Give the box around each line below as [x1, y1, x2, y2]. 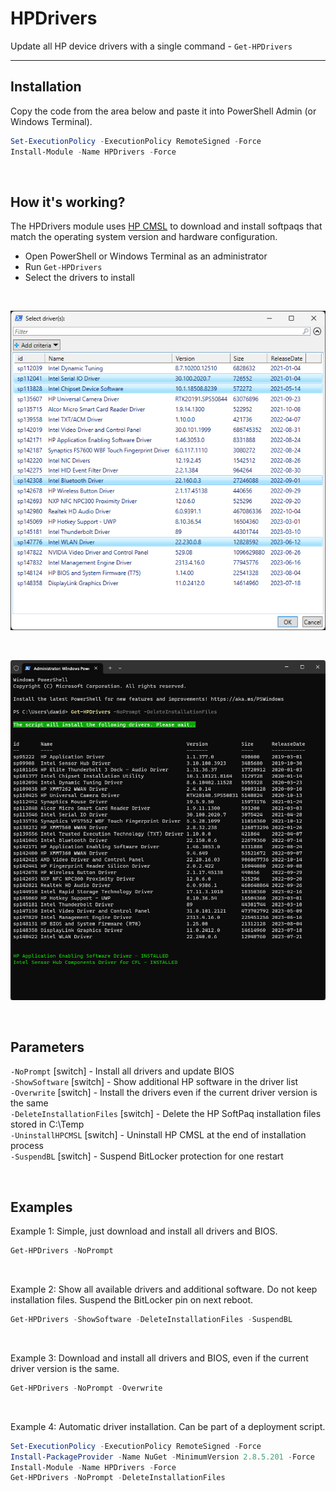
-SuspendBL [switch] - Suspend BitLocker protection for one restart [10, 1150, 284, 1162]
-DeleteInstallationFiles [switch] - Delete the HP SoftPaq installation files [10, 1108, 322, 1120]
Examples [10, 1198, 73, 1216]
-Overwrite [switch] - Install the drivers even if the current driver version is [10, 1087, 318, 1099]
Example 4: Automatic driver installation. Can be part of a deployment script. [10, 1420, 326, 1432]
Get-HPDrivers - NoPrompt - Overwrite [10, 1383, 163, 1393]
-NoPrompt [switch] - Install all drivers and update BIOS [10, 1065, 235, 1077]
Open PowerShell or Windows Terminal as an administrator [24, 250, 268, 262]
